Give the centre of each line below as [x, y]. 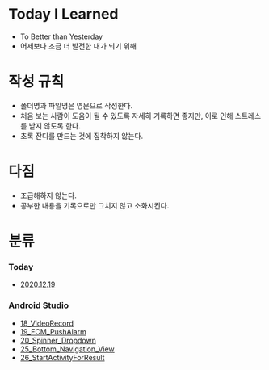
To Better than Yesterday [61, 36]
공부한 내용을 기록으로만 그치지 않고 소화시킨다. [95, 205]
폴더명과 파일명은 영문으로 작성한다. [76, 105]
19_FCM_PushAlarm [53, 331]
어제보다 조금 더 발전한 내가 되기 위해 [78, 46]
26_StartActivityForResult [62, 357]
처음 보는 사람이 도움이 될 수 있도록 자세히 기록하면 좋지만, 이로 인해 [126, 116]
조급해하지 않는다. [48, 196]
